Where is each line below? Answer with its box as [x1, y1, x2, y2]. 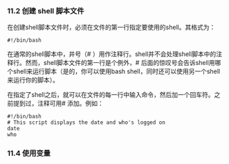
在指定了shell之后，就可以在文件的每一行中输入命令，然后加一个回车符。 [7, 91, 214, 99]
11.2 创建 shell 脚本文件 [7, 6, 84, 15]
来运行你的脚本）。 [7, 76, 59, 84]
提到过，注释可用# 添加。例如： [12, 99, 104, 108]
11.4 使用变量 [7, 149, 51, 158]
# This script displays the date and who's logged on [7, 119, 166, 126]
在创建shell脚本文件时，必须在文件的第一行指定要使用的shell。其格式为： [7, 23, 216, 32]
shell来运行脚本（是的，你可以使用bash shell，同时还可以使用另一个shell [12, 67, 221, 75]
